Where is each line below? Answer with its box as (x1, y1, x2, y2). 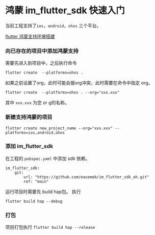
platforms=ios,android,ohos (5, 130, 65, 135)
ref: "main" (23, 179, 49, 184)
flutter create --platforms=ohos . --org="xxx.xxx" (5, 90, 120, 95)
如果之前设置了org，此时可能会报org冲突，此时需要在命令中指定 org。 (5, 80, 153, 86)
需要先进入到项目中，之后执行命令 (5, 60, 77, 66)
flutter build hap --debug (5, 199, 63, 204)
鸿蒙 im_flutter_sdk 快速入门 (5, 5, 125, 16)
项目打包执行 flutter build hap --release (5, 224, 95, 230)
